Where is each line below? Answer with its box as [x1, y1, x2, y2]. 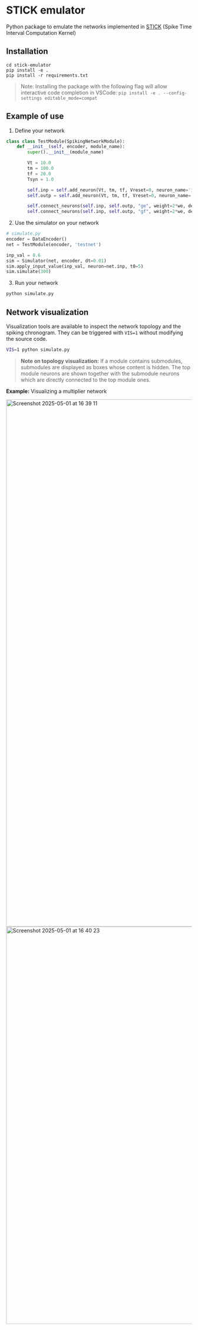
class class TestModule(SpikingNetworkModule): [6, 138, 126, 145]
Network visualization [6, 307, 89, 317]
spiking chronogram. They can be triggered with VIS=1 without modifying [6, 329, 184, 336]
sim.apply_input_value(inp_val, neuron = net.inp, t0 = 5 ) [6, 263, 144, 269]
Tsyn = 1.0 [27, 176, 54, 182]
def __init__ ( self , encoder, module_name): [16, 144, 126, 150]
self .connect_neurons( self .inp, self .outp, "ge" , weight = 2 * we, [27, 203, 186, 209]
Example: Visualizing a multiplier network [6, 387, 107, 395]
